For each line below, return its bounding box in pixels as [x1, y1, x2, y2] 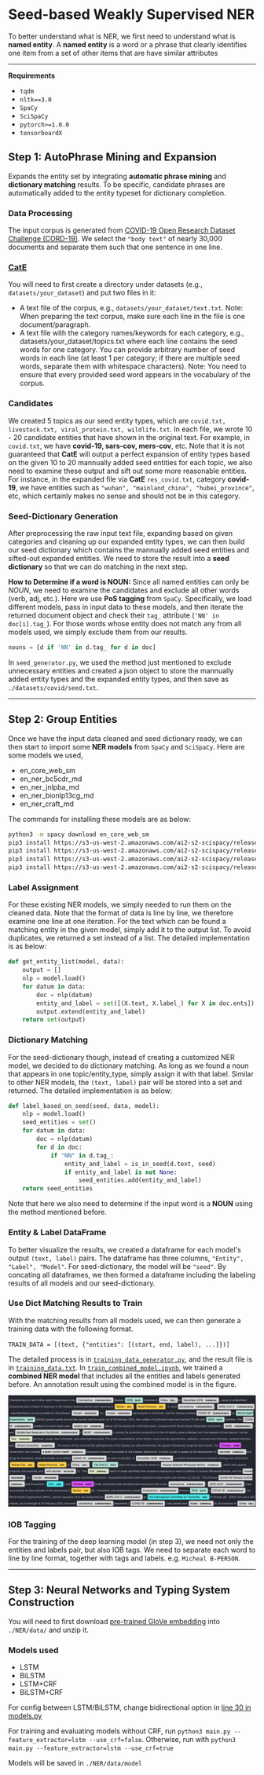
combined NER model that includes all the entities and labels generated [8, 1371, 241, 1381]
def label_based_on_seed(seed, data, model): [8, 1102, 159, 1109]
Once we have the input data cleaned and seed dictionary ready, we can [8, 733, 243, 743]
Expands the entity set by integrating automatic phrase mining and [8, 171, 226, 181]
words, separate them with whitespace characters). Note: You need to [19, 361, 247, 371]
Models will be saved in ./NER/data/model [8, 1758, 143, 1768]
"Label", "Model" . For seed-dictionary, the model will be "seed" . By [8, 1261, 226, 1271]
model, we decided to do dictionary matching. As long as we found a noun [8, 1061, 249, 1070]
